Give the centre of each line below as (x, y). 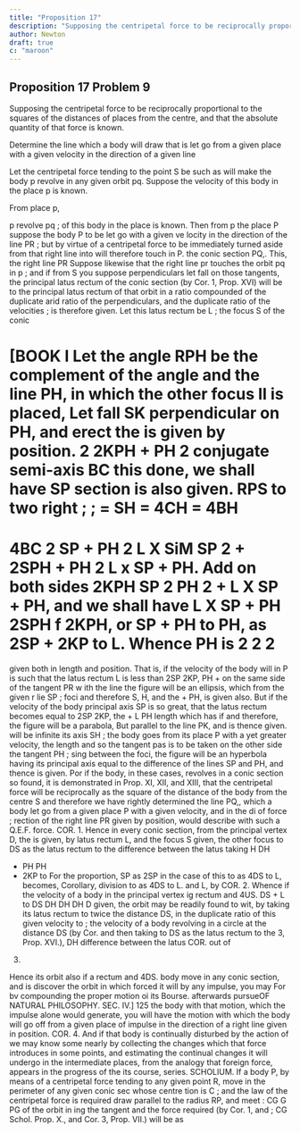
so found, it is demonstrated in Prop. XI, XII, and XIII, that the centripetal (141, 783)
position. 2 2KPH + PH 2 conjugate (139, 451)
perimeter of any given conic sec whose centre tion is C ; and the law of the (149, 1091)
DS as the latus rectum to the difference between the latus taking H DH (140, 849)
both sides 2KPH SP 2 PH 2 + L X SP (144, 587)
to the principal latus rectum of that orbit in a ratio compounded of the (138, 291)
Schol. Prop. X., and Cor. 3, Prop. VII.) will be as (97, 1120)
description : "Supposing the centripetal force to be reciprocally (137, 26)
